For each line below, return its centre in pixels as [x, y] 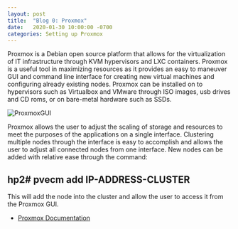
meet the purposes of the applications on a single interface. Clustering [111, 134]
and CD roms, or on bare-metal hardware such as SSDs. [90, 100]
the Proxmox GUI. [33, 204]
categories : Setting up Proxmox [55, 34]
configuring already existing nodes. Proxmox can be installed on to [105, 84]
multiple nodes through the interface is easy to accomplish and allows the [115, 142]
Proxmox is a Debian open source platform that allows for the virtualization [117, 54]
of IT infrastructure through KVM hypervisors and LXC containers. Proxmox [118, 62]
